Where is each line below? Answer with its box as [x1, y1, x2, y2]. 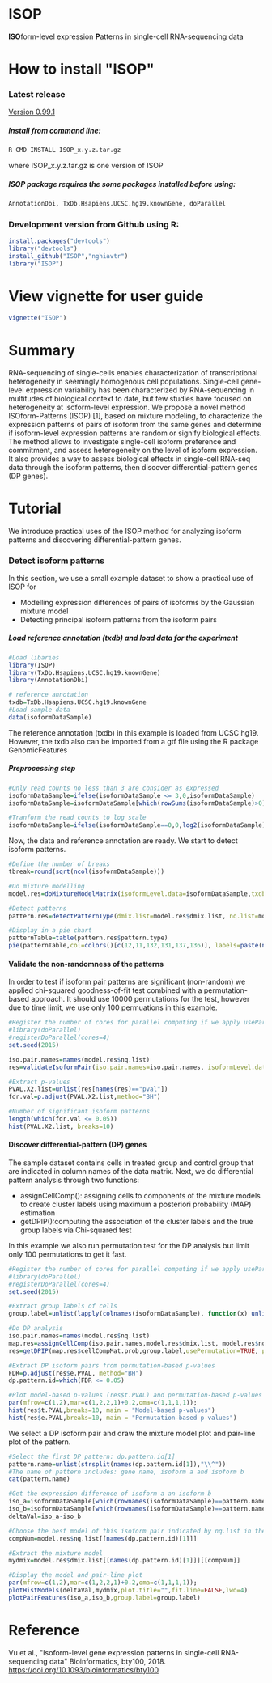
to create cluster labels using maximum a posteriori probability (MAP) [19, 1199, 252, 1209]
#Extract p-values [8, 1078, 70, 1086]
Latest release [8, 89, 66, 100]
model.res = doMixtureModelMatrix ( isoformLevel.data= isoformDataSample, [8, 889, 252, 898]
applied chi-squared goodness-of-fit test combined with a [8, 986, 202, 995]
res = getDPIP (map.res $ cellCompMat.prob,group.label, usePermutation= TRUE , [8, 1346, 259, 1355]
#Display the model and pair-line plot [8, 1571, 143, 1579]
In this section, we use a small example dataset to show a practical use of [8, 573, 253, 583]
